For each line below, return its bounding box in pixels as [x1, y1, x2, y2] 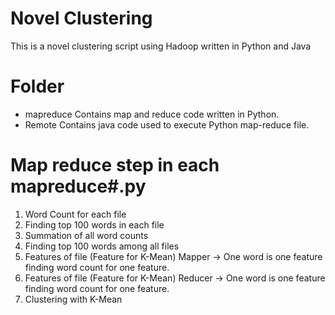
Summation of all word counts [24, 229, 149, 241]
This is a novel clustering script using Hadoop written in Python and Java [10, 40, 312, 52]
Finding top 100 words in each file [24, 218, 165, 231]
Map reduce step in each [10, 154, 220, 177]
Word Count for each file [24, 208, 127, 220]
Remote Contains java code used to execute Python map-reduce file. [24, 118, 310, 131]
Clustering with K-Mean [24, 293, 123, 305]
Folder [10, 75, 65, 98]
